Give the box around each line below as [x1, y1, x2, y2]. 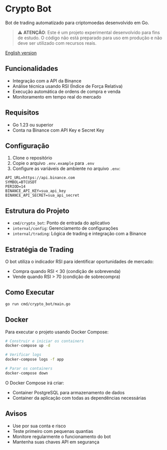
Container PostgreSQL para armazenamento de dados [12, 389, 125, 395]
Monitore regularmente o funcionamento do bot [12, 433, 111, 439]
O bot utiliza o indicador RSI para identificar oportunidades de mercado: [5, 258, 154, 264]
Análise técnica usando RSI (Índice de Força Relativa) [12, 83, 123, 89]
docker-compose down [5, 371, 49, 376]
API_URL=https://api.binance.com [5, 175, 75, 181]
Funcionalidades [5, 64, 59, 73]
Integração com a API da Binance [12, 77, 82, 83]
